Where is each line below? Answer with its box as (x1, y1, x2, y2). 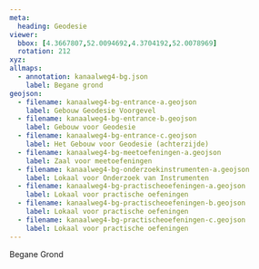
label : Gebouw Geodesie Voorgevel (25, 106, 156, 115)
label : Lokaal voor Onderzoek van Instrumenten (25, 173, 209, 182)
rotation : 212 (17, 47, 71, 56)
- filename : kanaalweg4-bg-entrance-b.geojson (17, 114, 197, 123)
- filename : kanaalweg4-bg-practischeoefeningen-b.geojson (17, 198, 246, 208)
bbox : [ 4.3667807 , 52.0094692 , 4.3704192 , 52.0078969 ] (17, 38, 218, 48)
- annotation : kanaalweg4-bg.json (17, 72, 148, 82)
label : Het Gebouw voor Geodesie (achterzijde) (25, 139, 209, 149)
